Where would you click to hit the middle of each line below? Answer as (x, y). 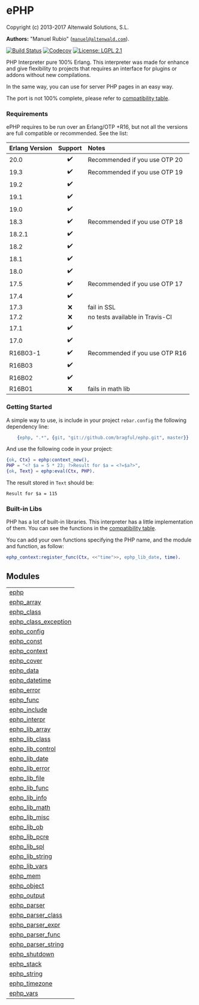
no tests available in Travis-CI (130, 317)
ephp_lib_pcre (29, 837)
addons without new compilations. (49, 75)
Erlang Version (31, 148)
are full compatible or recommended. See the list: (67, 134)
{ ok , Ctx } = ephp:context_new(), (48, 460)
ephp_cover (26, 661)
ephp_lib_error (30, 768)
